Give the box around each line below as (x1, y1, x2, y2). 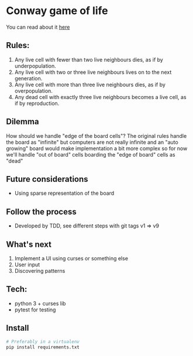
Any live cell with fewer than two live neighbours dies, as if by (14, 56, 164, 63)
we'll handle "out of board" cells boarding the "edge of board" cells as (6, 151, 175, 158)
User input (14, 261, 40, 268)
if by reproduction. (14, 100, 60, 107)
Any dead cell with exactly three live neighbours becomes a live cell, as (14, 93, 187, 100)
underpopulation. (14, 62, 57, 69)
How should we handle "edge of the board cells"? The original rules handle (6, 132, 187, 139)
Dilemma (6, 117, 39, 127)
